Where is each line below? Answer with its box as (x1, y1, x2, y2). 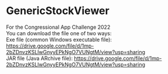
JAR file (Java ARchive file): (6, 55, 73, 62)
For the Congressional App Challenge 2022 (6, 23, 111, 31)
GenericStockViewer (6, 4, 109, 18)
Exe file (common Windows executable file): (6, 36, 112, 43)
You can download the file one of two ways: (6, 29, 112, 36)
